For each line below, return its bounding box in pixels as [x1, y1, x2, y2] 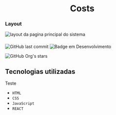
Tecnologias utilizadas [5, 67, 75, 76]
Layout [5, 21, 22, 27]
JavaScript [12, 101, 35, 106]
